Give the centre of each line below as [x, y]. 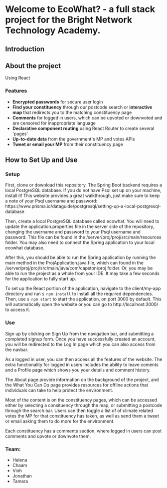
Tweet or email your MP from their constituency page [68, 144]
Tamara [20, 481]
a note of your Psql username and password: [51, 201]
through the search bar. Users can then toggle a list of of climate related [79, 410]
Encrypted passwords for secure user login [58, 101]
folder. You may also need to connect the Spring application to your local [80, 242]
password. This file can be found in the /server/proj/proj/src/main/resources [83, 237]
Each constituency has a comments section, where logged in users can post [83, 430]
